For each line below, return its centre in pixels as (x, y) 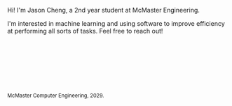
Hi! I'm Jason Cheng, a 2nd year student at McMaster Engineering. (103, 10)
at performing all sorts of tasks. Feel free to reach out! (85, 31)
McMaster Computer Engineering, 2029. (56, 96)
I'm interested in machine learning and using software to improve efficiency (116, 23)
